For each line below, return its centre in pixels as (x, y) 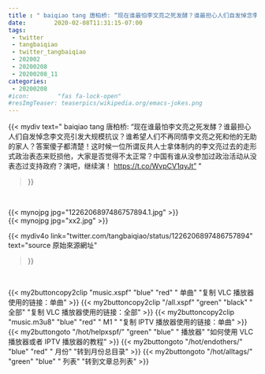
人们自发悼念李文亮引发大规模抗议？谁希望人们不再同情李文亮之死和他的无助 (132, 137)
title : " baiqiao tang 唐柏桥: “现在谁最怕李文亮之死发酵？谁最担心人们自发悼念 (131, 15)
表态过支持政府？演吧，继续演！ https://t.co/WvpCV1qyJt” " (105, 166)
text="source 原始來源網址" (53, 246)
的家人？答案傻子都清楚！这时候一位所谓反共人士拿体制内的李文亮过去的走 (129, 146)
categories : (28, 81)
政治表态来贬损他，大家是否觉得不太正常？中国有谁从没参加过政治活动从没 (136, 156)
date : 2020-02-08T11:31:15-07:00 (76, 23)
